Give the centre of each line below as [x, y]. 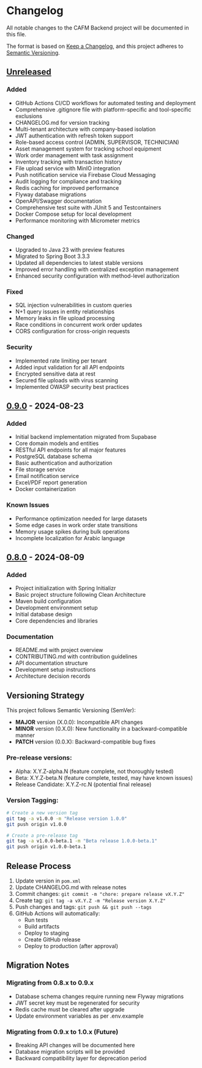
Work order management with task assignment [74, 155]
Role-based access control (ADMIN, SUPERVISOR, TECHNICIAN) [97, 142]
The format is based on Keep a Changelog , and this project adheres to [95, 46]
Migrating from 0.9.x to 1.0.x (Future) [62, 1032]
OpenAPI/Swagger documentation [58, 201]
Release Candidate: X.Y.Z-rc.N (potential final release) [83, 784]
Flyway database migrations [51, 194]
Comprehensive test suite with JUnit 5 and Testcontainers [88, 207]
